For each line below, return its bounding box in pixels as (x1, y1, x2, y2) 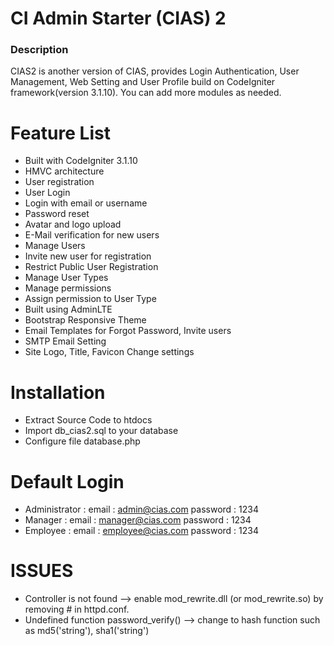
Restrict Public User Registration (24, 261, 159, 273)
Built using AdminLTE (24, 303, 113, 316)
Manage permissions (24, 282, 112, 294)
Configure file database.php (24, 435, 141, 447)
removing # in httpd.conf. (24, 603, 130, 616)
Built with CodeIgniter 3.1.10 (24, 155, 138, 167)
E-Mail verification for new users (24, 229, 160, 241)
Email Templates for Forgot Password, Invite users (24, 325, 232, 337)
